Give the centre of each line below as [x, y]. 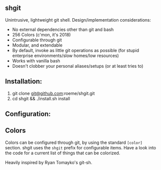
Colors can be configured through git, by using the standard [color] [74, 142]
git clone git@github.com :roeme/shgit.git [53, 93]
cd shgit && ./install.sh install [41, 98]
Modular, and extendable [37, 45]
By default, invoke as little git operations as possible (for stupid [76, 50]
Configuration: [28, 114]
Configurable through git [37, 40]
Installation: [24, 81]
